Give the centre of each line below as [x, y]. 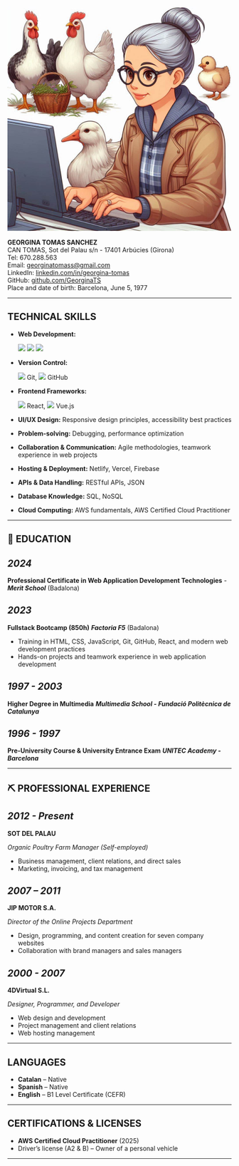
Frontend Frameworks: [52, 391]
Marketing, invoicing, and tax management [80, 868]
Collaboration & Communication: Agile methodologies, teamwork [114, 447]
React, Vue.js [51, 406]
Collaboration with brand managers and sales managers [100, 951]
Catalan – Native [42, 1080]
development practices [51, 649]
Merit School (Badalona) [43, 588]
